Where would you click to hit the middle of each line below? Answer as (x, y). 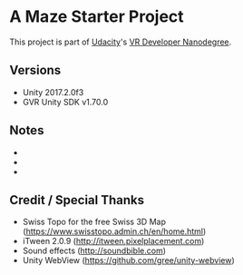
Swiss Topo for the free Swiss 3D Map (94, 222)
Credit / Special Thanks (77, 200)
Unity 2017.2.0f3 (53, 92)
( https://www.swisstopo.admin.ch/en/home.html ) (114, 231)
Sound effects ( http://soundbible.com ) (94, 250)
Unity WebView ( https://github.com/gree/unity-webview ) (128, 260)
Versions (35, 70)
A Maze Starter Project (97, 17)
